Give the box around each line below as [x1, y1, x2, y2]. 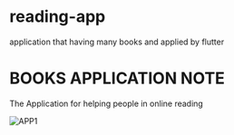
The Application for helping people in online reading [9, 98, 204, 109]
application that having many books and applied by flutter [9, 36, 225, 47]
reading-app [9, 6, 106, 27]
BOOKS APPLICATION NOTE [9, 68, 225, 89]
